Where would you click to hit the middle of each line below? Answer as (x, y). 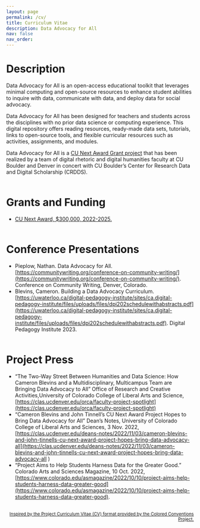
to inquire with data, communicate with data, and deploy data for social (93, 98)
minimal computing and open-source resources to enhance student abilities (99, 92)
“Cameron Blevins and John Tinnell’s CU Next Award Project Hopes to (100, 414)
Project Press (40, 360)
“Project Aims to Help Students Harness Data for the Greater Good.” (98, 465)
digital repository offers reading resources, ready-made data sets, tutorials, (98, 128)
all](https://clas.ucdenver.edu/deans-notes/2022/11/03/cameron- (95, 446)
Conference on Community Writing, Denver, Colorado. (81, 285)
